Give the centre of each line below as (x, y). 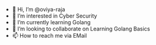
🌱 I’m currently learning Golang (51, 22)
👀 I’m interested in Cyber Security (54, 16)
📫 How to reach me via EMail (50, 36)
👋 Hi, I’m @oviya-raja (39, 9)
